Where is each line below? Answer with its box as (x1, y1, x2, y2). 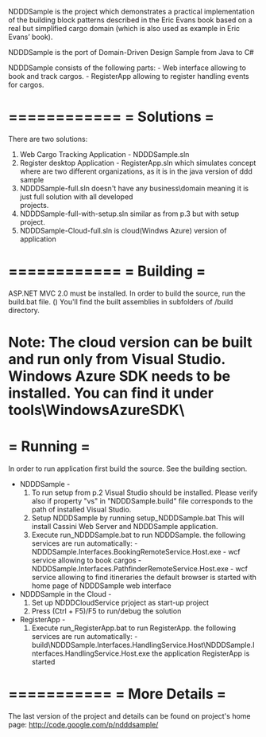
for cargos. (8, 80, 44, 89)
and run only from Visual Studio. (8, 351, 226, 369)
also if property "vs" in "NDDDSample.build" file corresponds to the (31, 496, 253, 505)
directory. (8, 305, 40, 315)
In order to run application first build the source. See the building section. (8, 464, 248, 473)
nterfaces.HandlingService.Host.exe (31, 649, 151, 658)
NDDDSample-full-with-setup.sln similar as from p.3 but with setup (19, 209, 240, 218)
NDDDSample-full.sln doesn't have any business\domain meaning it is (19, 183, 249, 193)
